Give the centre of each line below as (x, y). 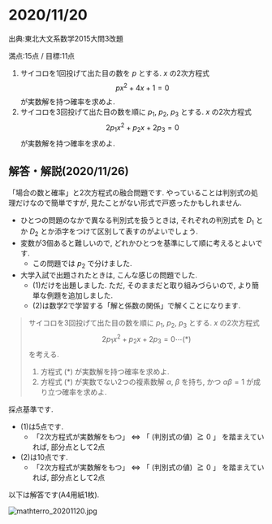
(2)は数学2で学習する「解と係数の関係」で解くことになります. (136, 306)
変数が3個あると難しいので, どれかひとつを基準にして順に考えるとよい (138, 243)
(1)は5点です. (42, 427)
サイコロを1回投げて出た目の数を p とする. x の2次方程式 (114, 73)
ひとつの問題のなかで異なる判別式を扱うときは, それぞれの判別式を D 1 (137, 221)
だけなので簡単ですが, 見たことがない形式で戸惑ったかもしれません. (128, 203)
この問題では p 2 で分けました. (82, 264)
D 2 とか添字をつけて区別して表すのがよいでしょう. (114, 232)
